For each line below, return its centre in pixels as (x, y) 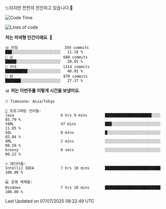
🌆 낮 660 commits (47, 57)
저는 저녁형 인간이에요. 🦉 (29, 37)
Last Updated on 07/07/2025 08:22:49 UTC (50, 201)
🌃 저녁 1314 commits (48, 67)
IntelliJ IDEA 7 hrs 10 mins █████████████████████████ (83, 168)
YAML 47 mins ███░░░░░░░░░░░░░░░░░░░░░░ (83, 124)
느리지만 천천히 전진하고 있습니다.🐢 (39, 8)
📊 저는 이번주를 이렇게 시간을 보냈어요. (43, 90)
